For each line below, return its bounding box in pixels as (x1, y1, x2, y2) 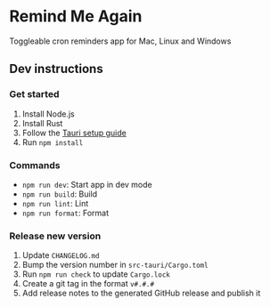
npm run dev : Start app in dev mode (21, 179, 153, 190)
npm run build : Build (21, 189, 98, 199)
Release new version (9, 230, 102, 242)
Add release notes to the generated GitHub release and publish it (21, 287, 261, 299)
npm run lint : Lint (21, 198, 89, 208)
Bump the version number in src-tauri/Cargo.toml (21, 260, 209, 271)
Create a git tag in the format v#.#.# (21, 279, 154, 289)
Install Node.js (21, 109, 75, 119)
